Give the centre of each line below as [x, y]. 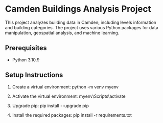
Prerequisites [26, 48]
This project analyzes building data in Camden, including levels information [81, 22]
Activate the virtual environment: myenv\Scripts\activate [69, 96]
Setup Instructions [34, 75]
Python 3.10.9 [26, 60]
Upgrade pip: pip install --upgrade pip [50, 105]
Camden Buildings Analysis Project [78, 9]
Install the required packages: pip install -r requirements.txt [72, 115]
